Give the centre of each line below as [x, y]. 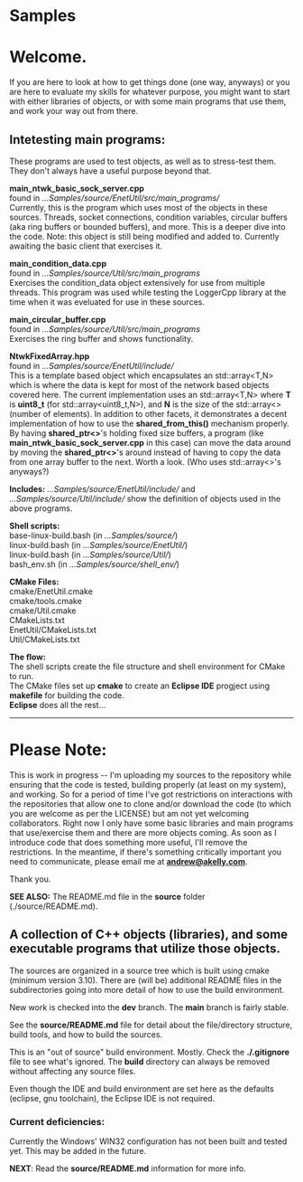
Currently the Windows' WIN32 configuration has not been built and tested [148, 1141]
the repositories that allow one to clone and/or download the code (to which [150, 804]
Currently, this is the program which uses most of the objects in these [138, 207]
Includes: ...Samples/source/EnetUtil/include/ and [102, 488]
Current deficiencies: [57, 1121]
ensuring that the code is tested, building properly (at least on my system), [148, 784]
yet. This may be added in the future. [78, 1150]
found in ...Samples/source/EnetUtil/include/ [92, 365]
